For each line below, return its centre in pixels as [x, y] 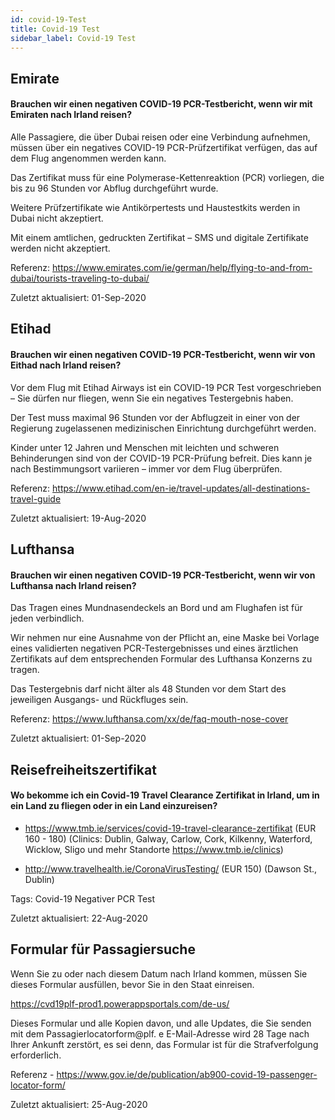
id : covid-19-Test [48, 19]
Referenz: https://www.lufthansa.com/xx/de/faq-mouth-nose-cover [149, 719]
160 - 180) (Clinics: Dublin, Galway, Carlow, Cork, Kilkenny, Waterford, [168, 838]
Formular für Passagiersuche [103, 949]
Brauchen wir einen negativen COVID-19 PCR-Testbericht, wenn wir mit [161, 104]
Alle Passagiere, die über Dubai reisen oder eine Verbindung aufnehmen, [160, 137]
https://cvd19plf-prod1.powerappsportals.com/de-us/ [120, 1003]
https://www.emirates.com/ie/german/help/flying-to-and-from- [182, 267]
